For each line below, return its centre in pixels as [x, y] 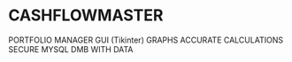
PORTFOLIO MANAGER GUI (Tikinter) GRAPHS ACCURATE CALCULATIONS [146, 40]
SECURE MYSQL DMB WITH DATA [71, 49]
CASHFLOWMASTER [86, 15]
